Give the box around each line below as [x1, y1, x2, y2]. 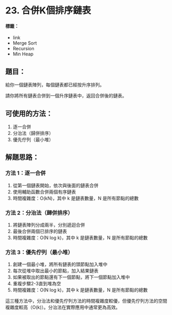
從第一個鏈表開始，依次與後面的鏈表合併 [12, 182, 99, 188]
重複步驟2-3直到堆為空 [12, 281, 62, 287]
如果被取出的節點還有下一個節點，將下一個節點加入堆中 [12, 274, 130, 280]
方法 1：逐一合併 [5, 170, 46, 177]
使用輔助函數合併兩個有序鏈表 [12, 188, 76, 195]
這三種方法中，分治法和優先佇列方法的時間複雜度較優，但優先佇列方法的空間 [5, 298, 167, 304]
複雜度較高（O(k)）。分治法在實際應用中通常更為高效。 [5, 304, 121, 310]
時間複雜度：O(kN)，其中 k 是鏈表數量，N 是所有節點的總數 [12, 195, 139, 201]
